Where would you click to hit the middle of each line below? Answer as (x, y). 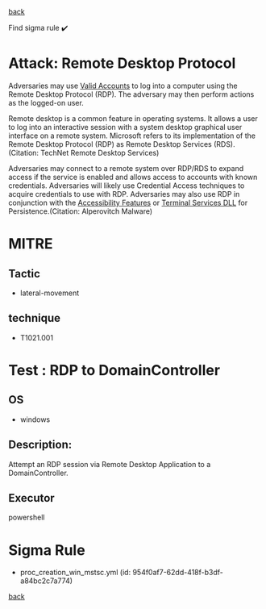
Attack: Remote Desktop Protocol (122, 63)
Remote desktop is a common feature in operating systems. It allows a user (133, 118)
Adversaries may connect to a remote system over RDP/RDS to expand (126, 168)
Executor (31, 498)
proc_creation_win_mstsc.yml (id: (75, 573)
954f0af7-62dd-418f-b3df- (178, 573)
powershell (27, 517)
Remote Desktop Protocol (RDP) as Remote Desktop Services (110, 144)
